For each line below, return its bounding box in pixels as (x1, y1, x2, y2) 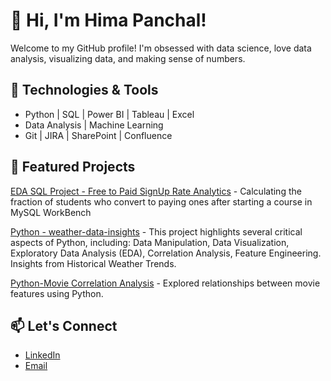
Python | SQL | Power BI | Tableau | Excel (24, 108, 195, 120)
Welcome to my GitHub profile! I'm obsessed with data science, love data (10, 42, 312, 54)
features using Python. (10, 287, 104, 299)
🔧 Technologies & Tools (10, 82, 159, 99)
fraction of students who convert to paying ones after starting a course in (10, 195, 313, 208)
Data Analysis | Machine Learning (24, 119, 164, 131)
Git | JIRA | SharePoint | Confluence (24, 129, 173, 141)
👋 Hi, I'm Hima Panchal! (10, 9, 207, 32)
